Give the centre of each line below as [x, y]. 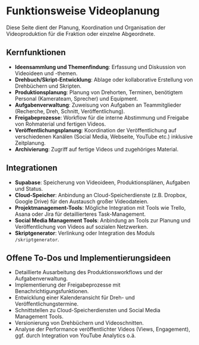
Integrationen [32, 168]
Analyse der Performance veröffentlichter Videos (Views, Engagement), [102, 330]
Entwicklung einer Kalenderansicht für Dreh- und [75, 298]
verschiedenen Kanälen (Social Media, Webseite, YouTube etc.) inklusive [104, 136]
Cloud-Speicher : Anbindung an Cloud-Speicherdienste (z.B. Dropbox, [101, 195]
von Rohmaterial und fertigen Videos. [60, 124]
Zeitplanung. [30, 143]
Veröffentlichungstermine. [47, 304]
